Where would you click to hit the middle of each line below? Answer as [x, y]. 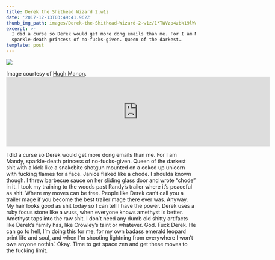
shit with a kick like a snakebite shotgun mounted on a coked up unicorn [96, 167]
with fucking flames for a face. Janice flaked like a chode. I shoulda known [99, 174]
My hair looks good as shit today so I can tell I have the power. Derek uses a [100, 205]
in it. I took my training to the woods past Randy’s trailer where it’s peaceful [99, 186]
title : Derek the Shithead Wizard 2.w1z [58, 12]
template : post [25, 46]
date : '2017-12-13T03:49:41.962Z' [50, 17]
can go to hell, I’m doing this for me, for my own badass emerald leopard [96, 231]
